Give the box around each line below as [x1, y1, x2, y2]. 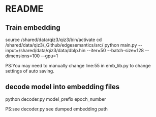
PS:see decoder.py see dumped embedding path [5, 106, 108, 112]
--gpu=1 [41, 53, 58, 59]
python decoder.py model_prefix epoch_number [5, 96, 106, 102]
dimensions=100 [5, 53, 40, 59]
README [5, 3, 44, 15]
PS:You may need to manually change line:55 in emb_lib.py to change [5, 63, 151, 68]
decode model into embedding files [5, 83, 120, 91]
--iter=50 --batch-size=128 [86, 48, 144, 53]
